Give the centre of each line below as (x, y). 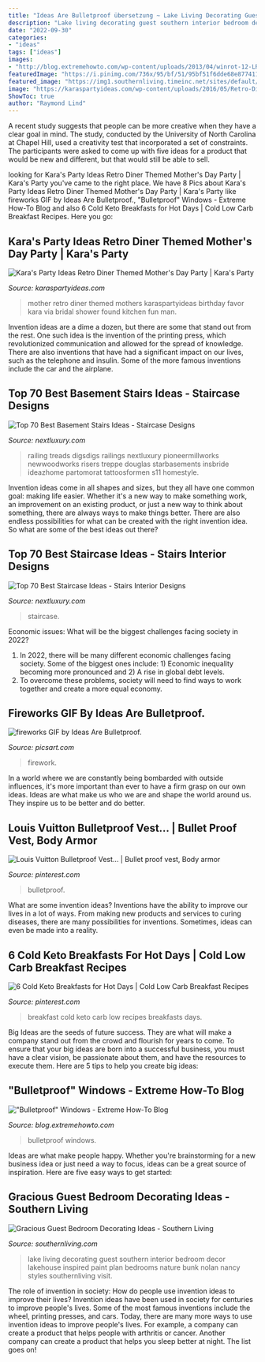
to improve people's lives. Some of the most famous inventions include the (129, 1308)
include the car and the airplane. (61, 368)
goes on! (22, 1349)
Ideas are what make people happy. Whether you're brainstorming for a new (132, 1155)
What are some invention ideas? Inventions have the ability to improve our (128, 905)
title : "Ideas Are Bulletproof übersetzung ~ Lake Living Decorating (125, 15)
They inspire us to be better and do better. (77, 803)
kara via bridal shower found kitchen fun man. (102, 312)
